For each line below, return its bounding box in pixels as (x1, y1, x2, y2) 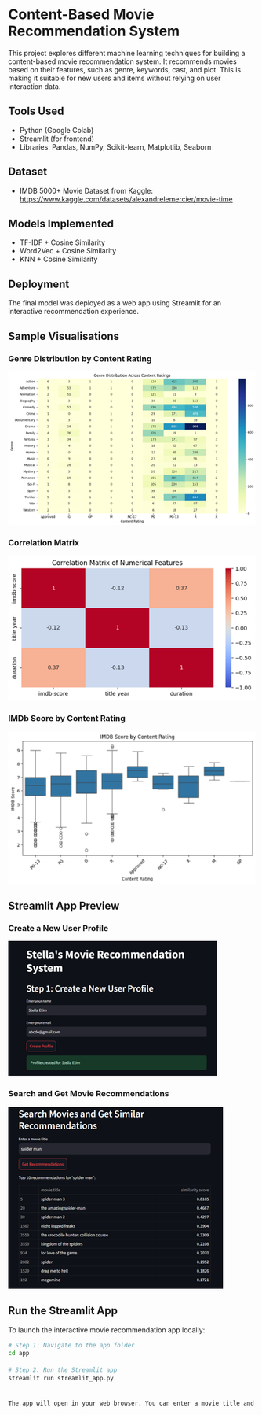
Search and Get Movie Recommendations (8, 1088, 170, 1099)
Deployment (8, 277, 70, 290)
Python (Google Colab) (19, 125, 94, 135)
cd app (8, 1350, 30, 1358)
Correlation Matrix (8, 538, 80, 549)
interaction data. (8, 81, 61, 91)
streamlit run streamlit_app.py (8, 1375, 114, 1383)
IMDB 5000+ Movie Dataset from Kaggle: (19, 186, 153, 195)
